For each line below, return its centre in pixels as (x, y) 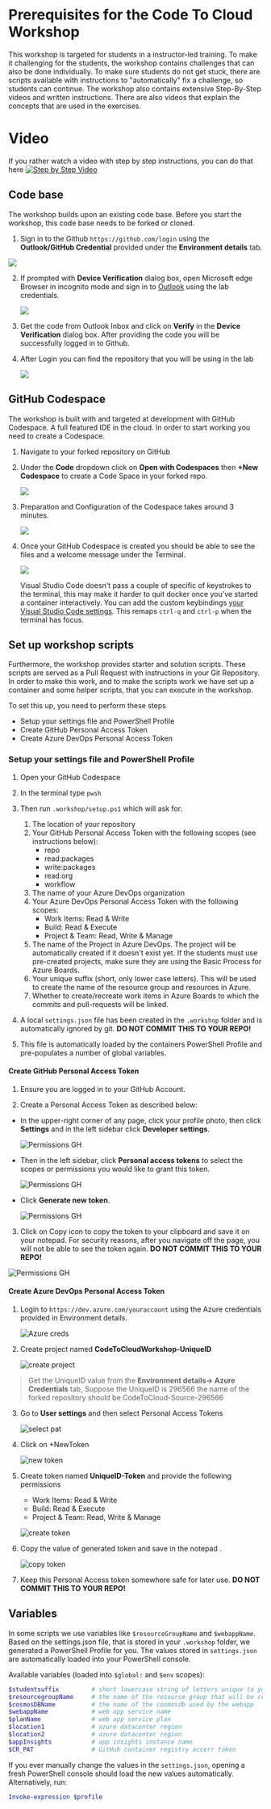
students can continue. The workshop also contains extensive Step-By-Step (135, 88)
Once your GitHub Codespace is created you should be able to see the (138, 546)
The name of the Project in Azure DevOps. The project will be (134, 944)
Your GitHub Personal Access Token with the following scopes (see (144, 833)
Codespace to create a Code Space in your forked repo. (114, 476)
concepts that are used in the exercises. (75, 106)
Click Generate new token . (65, 1200)
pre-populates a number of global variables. (93, 1052)
